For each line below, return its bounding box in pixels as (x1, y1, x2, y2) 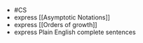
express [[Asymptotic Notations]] (13, 13, 111, 21)
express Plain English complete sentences (13, 28, 136, 36)
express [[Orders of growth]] (13, 21, 97, 28)
